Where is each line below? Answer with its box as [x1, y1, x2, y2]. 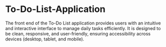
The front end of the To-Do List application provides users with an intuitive [5, 20, 161, 26]
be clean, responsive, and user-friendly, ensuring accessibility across [5, 30, 151, 36]
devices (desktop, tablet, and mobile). [5, 36, 85, 42]
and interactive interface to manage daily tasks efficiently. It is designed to [5, 25, 161, 31]
